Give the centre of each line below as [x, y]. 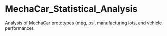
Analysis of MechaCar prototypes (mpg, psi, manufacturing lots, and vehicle [84, 23]
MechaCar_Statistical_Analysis [71, 9]
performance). [20, 28]
